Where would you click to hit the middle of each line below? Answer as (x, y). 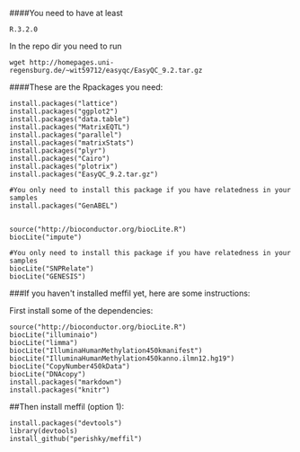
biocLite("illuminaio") (54, 335)
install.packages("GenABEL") (64, 206)
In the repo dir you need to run (66, 46)
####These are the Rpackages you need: (86, 87)
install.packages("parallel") (66, 135)
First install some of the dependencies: (81, 310)
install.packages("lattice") (64, 103)
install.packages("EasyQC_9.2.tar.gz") (84, 174)
